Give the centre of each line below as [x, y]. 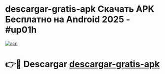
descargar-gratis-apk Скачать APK [80, 9]
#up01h [21, 30]
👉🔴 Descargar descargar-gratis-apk [82, 64]
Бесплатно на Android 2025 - [68, 19]
